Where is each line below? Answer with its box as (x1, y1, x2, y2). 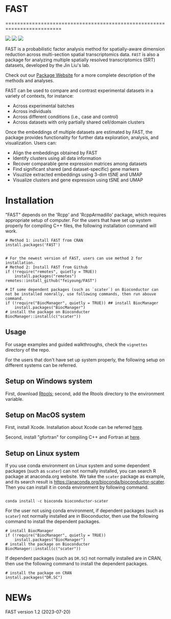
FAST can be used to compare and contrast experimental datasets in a (5, 87, 154, 94)
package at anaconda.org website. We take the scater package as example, (5, 473, 165, 479)
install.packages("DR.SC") (5, 575, 63, 580)
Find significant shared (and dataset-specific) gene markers (12, 166, 139, 172)
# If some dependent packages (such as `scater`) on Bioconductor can (5, 287, 159, 292)
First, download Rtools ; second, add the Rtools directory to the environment (5, 391, 164, 397)
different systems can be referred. (5, 362, 78, 368)
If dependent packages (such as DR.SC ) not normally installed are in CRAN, (5, 555, 162, 561)
